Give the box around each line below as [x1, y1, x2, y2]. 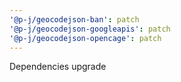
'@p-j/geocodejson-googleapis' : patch [9, 24, 171, 34]
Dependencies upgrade [9, 61, 107, 73]
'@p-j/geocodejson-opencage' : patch [9, 33, 162, 43]
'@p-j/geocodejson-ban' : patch [9, 14, 140, 25]
